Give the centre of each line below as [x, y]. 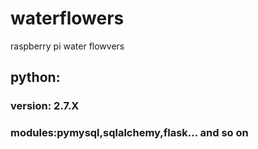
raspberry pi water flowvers [67, 46]
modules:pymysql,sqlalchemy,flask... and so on [129, 133]
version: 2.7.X [45, 106]
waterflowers [67, 18]
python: [35, 77]
